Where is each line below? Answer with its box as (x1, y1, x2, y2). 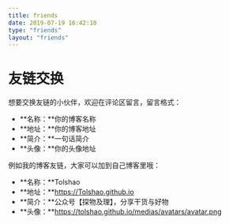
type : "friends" (8, 26, 62, 34)
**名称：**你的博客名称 (19, 114, 96, 124)
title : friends (8, 11, 58, 20)
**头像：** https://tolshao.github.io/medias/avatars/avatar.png (19, 207, 223, 217)
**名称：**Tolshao (19, 177, 81, 187)
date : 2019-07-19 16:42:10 (8, 19, 97, 27)
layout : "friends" (8, 33, 69, 42)
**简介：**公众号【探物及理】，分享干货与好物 (19, 197, 169, 207)
